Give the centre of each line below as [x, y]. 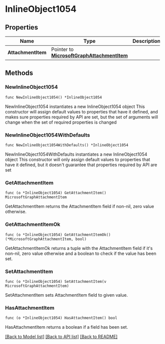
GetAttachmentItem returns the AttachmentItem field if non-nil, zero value [80, 206]
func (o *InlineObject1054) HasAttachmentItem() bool [61, 318]
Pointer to [62, 49]
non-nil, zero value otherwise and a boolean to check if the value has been [81, 253]
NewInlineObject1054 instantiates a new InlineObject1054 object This [75, 106]
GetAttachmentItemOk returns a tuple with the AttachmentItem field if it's [79, 248]
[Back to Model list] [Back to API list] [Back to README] [61, 337]
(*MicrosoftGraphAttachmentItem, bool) [46, 239]
